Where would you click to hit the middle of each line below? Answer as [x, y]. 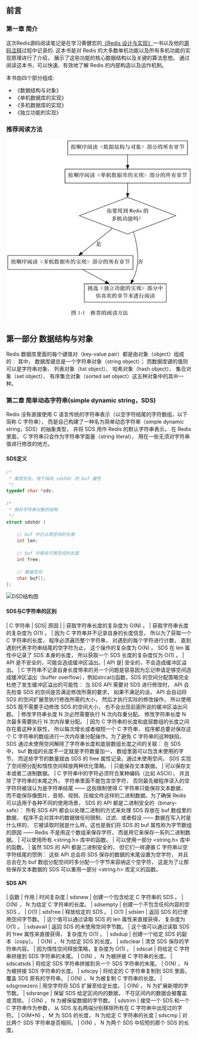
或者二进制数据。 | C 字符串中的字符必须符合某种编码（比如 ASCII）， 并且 [100, 773]
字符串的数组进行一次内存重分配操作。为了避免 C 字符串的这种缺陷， [101, 736]
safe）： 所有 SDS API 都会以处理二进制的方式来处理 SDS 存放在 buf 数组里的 [99, 810]
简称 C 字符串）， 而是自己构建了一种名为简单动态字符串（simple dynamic [95, 422]
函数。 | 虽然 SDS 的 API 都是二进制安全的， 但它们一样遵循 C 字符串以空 [99, 847]
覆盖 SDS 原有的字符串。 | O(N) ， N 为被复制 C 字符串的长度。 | [84, 978]
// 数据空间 [29, 572]
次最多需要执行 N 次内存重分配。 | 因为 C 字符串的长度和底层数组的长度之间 [98, 721]
